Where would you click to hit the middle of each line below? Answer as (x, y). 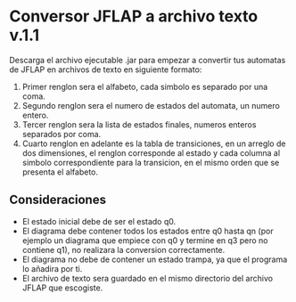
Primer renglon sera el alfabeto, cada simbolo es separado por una (145, 86)
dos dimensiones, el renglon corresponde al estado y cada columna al (151, 152)
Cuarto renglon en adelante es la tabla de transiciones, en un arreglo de (154, 143)
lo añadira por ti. (52, 268)
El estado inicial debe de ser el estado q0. (99, 221)
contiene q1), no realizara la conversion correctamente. (123, 249)
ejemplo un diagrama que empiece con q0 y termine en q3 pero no (145, 240)
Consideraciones (58, 200)
